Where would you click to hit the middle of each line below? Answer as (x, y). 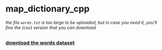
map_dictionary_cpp (48, 9)
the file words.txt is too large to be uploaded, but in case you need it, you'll (81, 22)
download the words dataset (40, 43)
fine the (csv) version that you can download (51, 27)
